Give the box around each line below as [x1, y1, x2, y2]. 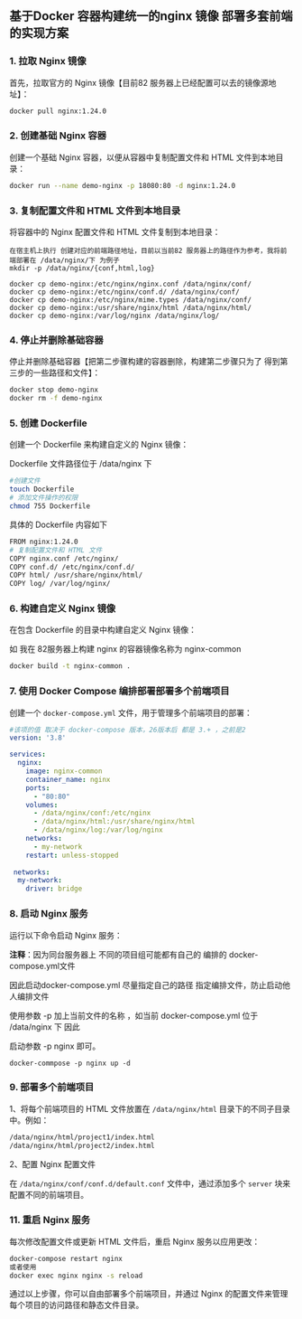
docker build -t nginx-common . [9, 662, 131, 671]
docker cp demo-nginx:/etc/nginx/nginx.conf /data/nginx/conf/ [9, 279, 252, 289]
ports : [25, 783, 50, 793]
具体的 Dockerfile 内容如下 [9, 519, 108, 530]
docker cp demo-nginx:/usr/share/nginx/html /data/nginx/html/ [9, 304, 252, 313]
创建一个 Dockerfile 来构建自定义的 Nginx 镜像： [9, 439, 189, 450]
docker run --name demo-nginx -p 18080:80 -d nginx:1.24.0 [9, 181, 236, 190]
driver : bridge [25, 884, 83, 893]
